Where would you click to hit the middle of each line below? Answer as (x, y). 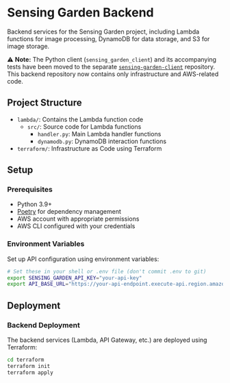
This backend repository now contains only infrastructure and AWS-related (113, 74)
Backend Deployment (43, 325)
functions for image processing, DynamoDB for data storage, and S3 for (108, 38)
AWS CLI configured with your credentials (76, 226)
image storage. (28, 46)
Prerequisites (30, 190)
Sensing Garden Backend (80, 13)
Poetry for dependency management (69, 212)
